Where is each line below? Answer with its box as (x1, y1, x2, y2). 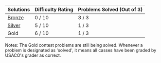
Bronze (7, 14, 24, 21)
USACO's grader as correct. (5, 52, 61, 58)
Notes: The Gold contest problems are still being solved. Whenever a (5, 42, 143, 48)
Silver (7, 22, 21, 28)
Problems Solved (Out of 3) (78, 6, 143, 13)
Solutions (7, 6, 30, 13)
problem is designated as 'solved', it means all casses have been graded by (5, 48, 157, 53)
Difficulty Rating (35, 6, 74, 13)
